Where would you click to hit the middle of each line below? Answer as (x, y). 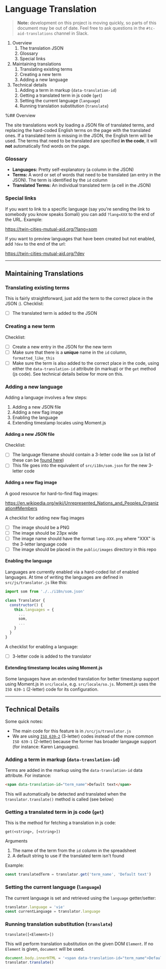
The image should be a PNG (41, 527)
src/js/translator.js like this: (36, 583)
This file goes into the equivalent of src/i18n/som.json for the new (80, 465)
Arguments (17, 841)
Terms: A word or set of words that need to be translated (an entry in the (86, 175)
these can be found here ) (38, 460)
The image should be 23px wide (45, 533)
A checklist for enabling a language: (42, 646)
